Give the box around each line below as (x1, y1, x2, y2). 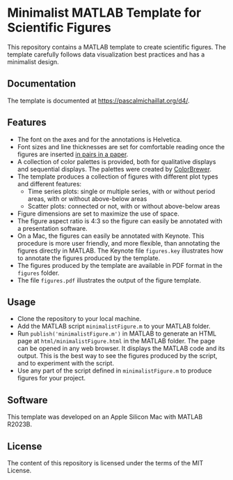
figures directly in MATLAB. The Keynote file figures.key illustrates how (17, 246, 224, 255)
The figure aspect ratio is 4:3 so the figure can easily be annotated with (17, 216, 223, 225)
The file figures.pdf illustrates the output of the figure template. (17, 276, 202, 284)
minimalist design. (7, 57, 59, 66)
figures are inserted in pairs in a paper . (17, 150, 129, 158)
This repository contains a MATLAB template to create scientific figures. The (7, 43, 226, 51)
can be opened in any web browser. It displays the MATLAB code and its (17, 344, 225, 353)
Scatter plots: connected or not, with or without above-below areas (27, 202, 220, 210)
